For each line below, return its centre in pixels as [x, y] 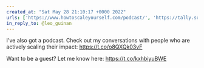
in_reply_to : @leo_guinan [39, 23]
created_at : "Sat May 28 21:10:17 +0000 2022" [66, 12]
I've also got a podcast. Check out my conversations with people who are [98, 41]
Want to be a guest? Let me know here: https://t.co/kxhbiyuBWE [87, 59]
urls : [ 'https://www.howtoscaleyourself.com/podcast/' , [78, 18]
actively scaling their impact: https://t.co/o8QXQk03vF [74, 47]
